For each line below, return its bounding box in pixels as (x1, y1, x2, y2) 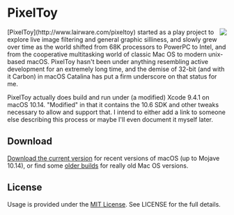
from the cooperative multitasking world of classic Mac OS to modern (7, 50, 207, 58)
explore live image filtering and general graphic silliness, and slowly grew (7, 35, 217, 43)
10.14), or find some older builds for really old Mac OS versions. (7, 161, 189, 170)
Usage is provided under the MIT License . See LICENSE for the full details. (7, 200, 221, 208)
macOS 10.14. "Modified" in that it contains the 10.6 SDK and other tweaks (7, 100, 219, 109)
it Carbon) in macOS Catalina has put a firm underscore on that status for (7, 72, 217, 81)
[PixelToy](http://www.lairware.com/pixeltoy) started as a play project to (7, 28, 214, 36)
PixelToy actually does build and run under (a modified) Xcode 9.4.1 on (7, 93, 210, 102)
